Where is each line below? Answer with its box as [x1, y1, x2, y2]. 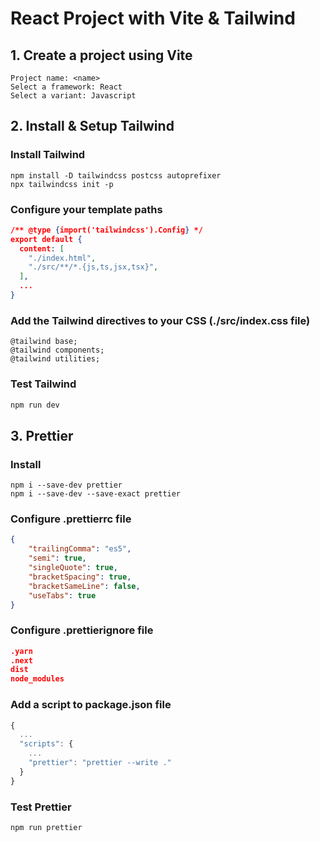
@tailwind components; [10, 345, 105, 356]
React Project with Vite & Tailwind [10, 7, 296, 30]
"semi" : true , [28, 553, 87, 564]
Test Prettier [10, 800, 72, 814]
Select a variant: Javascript [10, 91, 137, 101]
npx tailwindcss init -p [10, 179, 114, 189]
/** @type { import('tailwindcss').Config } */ [10, 225, 203, 235]
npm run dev [10, 400, 60, 410]
